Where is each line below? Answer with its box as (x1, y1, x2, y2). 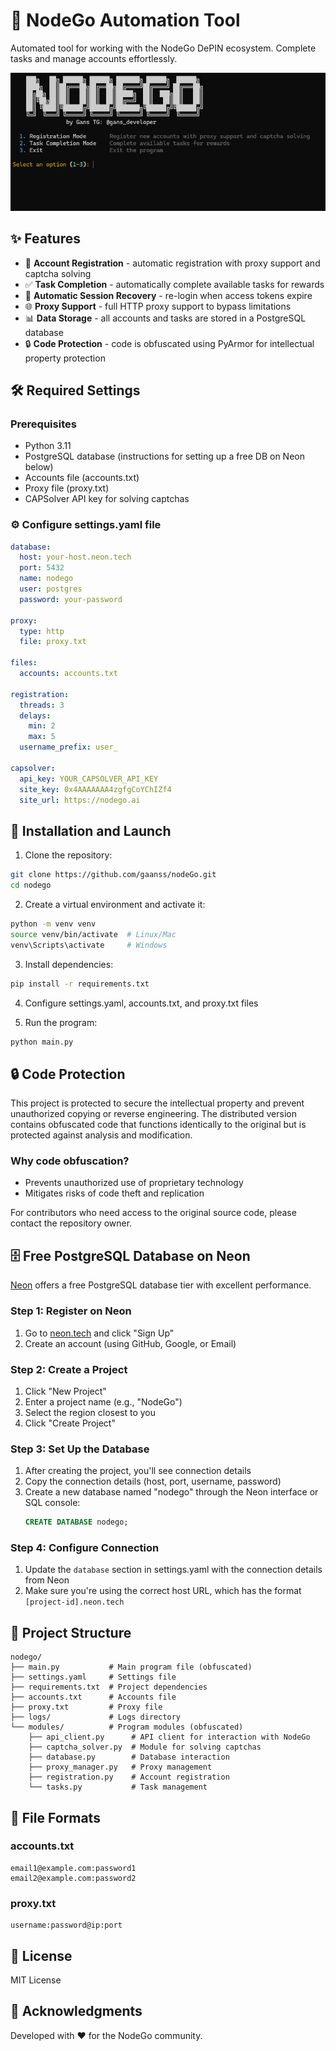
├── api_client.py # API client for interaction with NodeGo (28, 1732, 311, 1743)
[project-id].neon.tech (24, 1597, 125, 1608)
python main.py (10, 1037, 74, 1047)
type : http (19, 626, 65, 636)
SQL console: (24, 1497, 81, 1509)
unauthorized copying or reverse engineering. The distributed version (10, 1108, 297, 1120)
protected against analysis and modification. (10, 1129, 193, 1141)
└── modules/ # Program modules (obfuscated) (10, 1722, 244, 1733)
